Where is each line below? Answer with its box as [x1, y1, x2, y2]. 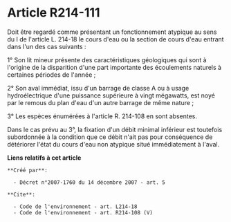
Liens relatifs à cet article [7, 154, 82, 162]
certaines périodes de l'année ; [7, 71, 96, 79]
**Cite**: [7, 191, 36, 198]
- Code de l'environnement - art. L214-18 [13, 203, 138, 210]
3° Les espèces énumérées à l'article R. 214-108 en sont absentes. [7, 112, 198, 120]
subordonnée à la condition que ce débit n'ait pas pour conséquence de [7, 133, 213, 141]
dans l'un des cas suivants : [7, 42, 86, 50]
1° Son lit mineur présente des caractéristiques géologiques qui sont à [7, 55, 207, 64]
